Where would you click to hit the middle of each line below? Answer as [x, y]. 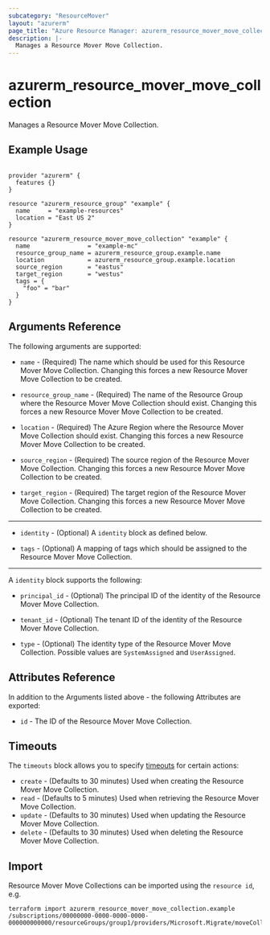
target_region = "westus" [70, 274]
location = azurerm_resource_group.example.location [125, 260]
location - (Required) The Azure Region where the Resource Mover [132, 427]
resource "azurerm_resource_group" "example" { [90, 203]
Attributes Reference [62, 677]
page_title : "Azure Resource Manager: [73, 31]
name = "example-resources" [70, 211]
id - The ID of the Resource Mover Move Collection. [106, 721]
